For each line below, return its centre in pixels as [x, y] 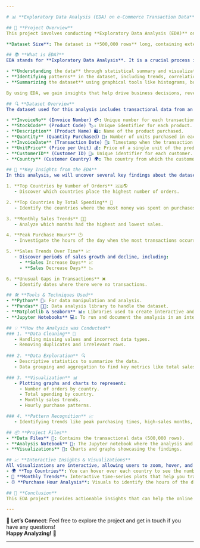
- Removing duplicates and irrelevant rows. [70, 345]
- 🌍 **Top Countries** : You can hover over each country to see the [94, 471]
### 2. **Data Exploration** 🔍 [46, 356]
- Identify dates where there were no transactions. [81, 284]
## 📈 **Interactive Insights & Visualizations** [68, 460]
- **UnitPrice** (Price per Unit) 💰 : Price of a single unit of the [94, 148]
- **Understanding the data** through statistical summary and [86, 71]
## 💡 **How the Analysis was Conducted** [59, 328]
